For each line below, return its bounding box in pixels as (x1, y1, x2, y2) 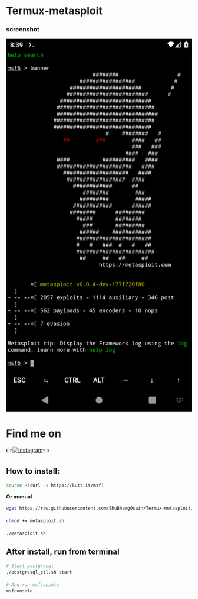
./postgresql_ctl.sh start (6, 569, 72, 575)
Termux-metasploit (6, 4, 103, 18)
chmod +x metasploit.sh (6, 517, 65, 524)
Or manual (6, 493, 32, 500)
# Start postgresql (6, 563, 54, 569)
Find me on (6, 427, 62, 440)
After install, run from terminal (6, 546, 120, 556)
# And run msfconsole (6, 581, 60, 588)
